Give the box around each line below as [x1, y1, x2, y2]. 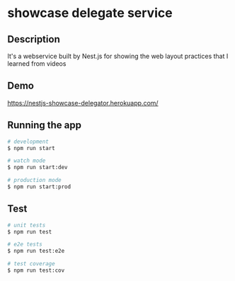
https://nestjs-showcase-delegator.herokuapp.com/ [7, 98, 159, 107]
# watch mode [7, 157, 46, 164]
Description [7, 33, 60, 45]
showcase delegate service [7, 5, 173, 21]
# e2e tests [7, 241, 42, 248]
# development [7, 138, 50, 145]
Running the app [7, 119, 81, 132]
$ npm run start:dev [7, 164, 69, 171]
